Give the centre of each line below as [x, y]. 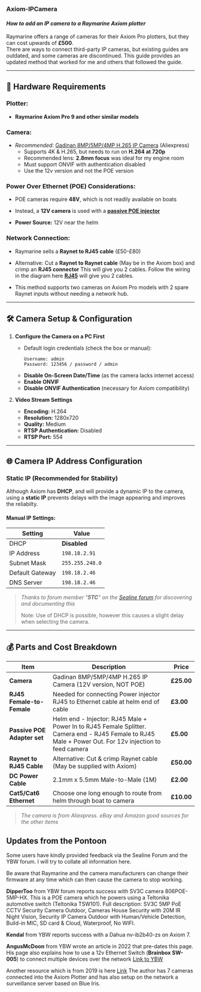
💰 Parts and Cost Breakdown [62, 647]
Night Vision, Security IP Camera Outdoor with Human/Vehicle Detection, [96, 917]
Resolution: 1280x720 [51, 417]
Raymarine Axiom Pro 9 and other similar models [77, 116]
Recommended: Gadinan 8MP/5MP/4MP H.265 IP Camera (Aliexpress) [102, 145]
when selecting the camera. [55, 622]
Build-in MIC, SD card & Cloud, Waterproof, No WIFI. [71, 923]
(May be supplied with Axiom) [95, 766]
